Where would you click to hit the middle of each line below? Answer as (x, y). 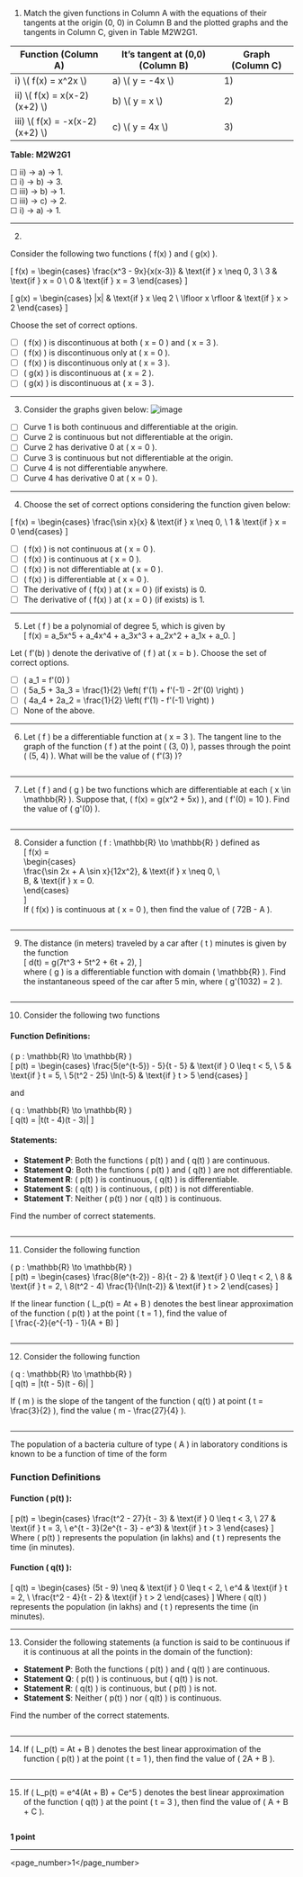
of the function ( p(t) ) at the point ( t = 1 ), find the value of (119, 1313)
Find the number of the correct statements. (90, 1715)
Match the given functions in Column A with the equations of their (145, 13)
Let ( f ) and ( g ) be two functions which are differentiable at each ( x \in (157, 790)
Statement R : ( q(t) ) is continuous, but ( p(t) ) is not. (120, 1688)
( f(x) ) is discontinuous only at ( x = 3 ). (96, 363)
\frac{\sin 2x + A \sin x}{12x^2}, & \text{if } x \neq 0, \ (121, 871)
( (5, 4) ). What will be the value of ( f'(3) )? (102, 756)
